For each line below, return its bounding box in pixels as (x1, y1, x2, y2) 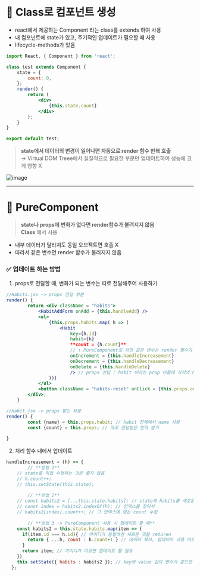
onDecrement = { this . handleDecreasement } (70, 358, 174, 364)
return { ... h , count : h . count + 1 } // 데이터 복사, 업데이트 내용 (27, 537, 185, 543)
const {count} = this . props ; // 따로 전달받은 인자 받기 (27, 424, 160, 430)
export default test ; (6, 135, 60, 142)
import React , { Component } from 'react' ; (6, 53, 116, 59)
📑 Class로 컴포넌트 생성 (6, 5, 116, 19)
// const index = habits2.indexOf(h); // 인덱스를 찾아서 (17, 504, 155, 510)
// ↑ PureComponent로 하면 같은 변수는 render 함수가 (70, 347, 192, 353)
